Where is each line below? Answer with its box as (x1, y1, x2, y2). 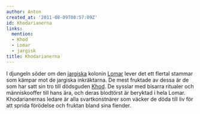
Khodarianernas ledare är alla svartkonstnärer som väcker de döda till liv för (6, 95, 193, 103)
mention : (11, 31, 34, 37)
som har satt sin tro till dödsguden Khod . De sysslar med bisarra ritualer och (6, 82, 195, 90)
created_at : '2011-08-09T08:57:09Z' (6, 14, 98, 20)
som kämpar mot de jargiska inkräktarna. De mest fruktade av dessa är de (6, 76, 189, 83)
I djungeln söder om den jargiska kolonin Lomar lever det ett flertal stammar (6, 70, 193, 77)
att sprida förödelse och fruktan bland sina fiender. (6, 101, 132, 109)
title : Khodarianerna (6, 53, 60, 59)
